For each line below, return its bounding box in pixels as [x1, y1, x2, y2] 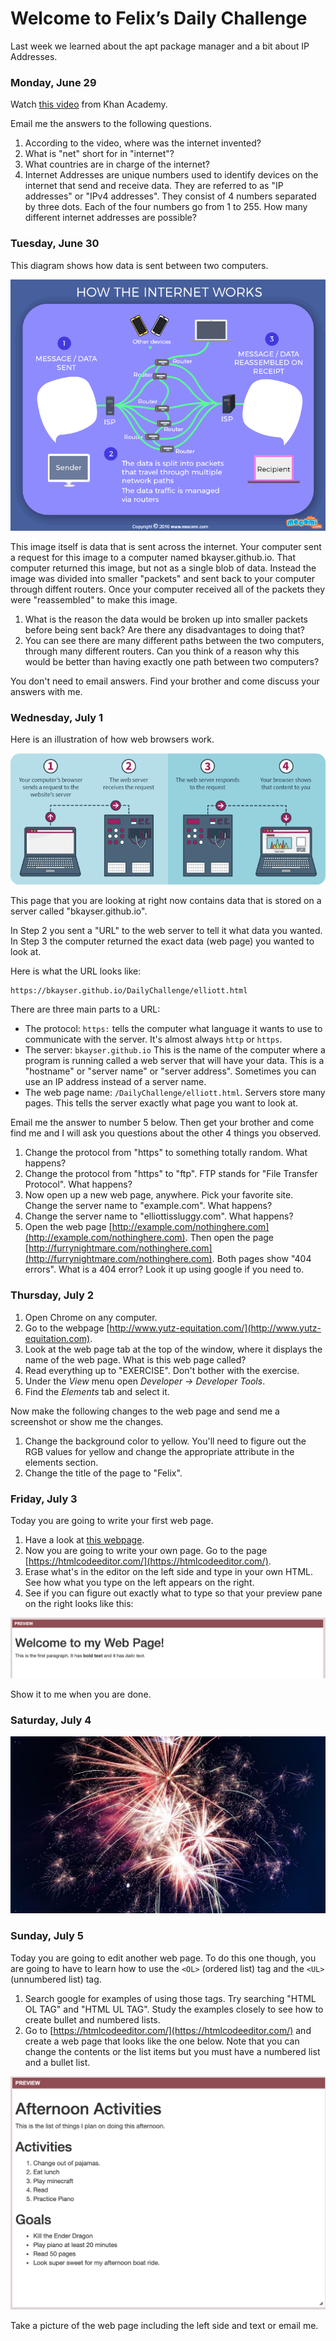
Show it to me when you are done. [10, 1688, 152, 1700]
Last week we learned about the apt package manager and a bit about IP [10, 40, 310, 52]
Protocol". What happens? [24, 1178, 133, 1191]
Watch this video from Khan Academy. [10, 98, 168, 111]
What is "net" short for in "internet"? [24, 148, 175, 160]
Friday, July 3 [10, 1492, 78, 1506]
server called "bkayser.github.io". [10, 905, 148, 917]
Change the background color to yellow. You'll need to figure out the [24, 1435, 307, 1447]
